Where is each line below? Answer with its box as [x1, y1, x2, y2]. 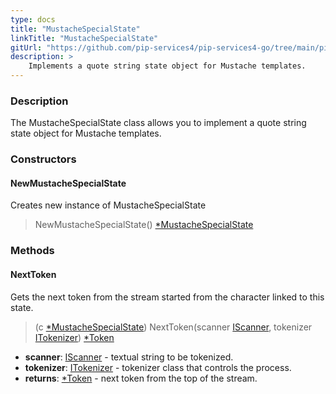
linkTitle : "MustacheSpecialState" [10, 33, 159, 43]
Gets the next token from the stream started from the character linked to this [10, 291, 325, 303]
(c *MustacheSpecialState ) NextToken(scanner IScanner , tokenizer [34, 321, 313, 333]
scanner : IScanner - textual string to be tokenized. [24, 351, 234, 363]
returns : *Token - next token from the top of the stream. [24, 372, 258, 384]
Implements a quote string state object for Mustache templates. [28, 61, 307, 71]
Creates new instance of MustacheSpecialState [10, 199, 207, 211]
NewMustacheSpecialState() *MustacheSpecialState [34, 219, 254, 231]
